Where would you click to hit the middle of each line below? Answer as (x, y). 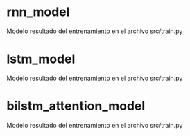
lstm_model (41, 59)
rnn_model (38, 12)
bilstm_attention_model (76, 106)
